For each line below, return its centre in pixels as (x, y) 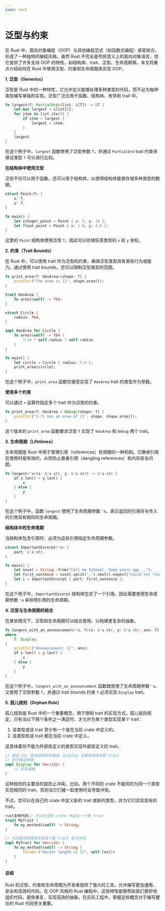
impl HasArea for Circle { (33, 331)
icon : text (16, 10)
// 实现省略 (25, 769)
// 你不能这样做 (19, 760)
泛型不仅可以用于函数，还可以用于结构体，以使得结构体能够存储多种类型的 (80, 179)
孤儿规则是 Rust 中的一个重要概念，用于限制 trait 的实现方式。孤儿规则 (76, 713)
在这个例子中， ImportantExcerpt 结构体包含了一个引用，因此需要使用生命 (79, 594)
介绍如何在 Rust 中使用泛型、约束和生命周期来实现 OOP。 (68, 68)
